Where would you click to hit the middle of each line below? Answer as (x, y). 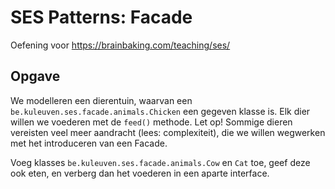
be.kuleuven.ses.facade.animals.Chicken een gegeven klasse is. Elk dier (160, 111)
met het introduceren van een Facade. (89, 143)
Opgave (35, 76)
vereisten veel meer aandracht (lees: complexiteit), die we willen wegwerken (168, 132)
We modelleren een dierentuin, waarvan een (101, 100)
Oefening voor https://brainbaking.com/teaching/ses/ (120, 45)
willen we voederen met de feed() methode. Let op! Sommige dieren (151, 122)
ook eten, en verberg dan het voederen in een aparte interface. (140, 173)
